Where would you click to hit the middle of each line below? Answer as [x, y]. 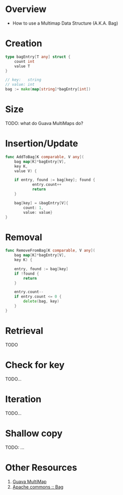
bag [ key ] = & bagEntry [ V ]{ [41, 203]
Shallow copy [34, 433]
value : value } [38, 212]
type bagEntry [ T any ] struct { [38, 57]
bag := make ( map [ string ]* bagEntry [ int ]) [48, 89]
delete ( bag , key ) [41, 301]
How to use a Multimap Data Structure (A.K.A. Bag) [65, 23]
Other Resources [41, 467]
